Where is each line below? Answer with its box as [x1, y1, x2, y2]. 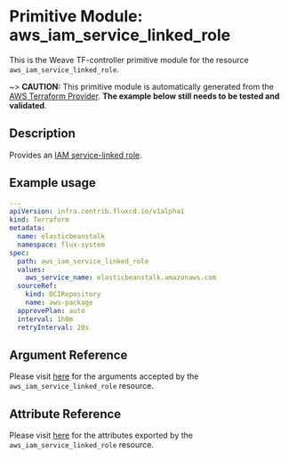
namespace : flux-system [17, 240, 105, 249]
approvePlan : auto [17, 306, 86, 315]
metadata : [9, 224, 46, 233]
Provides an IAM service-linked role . [9, 149, 142, 160]
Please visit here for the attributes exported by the [9, 430, 194, 441]
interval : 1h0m [17, 314, 74, 324]
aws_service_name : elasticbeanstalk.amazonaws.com [25, 273, 217, 282]
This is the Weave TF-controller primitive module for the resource [9, 54, 249, 65]
